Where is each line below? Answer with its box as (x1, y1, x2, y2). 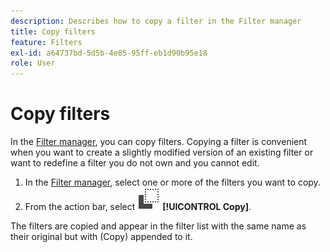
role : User (10, 58, 56, 69)
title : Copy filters (10, 26, 97, 37)
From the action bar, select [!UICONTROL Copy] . (24, 201, 252, 213)
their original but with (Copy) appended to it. (10, 231, 193, 243)
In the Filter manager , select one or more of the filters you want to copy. (24, 176, 321, 189)
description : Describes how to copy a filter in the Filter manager (10, 16, 302, 26)
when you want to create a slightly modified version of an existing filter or (10, 146, 314, 159)
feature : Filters (10, 37, 83, 47)
